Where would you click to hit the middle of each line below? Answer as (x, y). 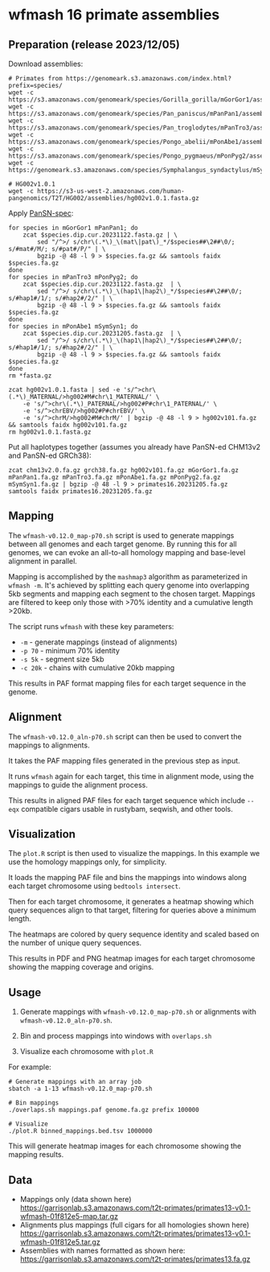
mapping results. (36, 1155)
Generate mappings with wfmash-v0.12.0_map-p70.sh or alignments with (138, 1012)
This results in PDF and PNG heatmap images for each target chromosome (132, 958)
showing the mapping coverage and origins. (81, 967)
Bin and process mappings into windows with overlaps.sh (116, 1036)
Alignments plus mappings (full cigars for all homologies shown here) (135, 1225)
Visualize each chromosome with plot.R (87, 1052)
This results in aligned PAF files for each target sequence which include (127, 800)
